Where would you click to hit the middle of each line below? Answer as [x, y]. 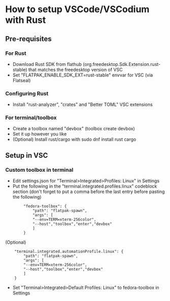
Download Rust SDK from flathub [47, 64]
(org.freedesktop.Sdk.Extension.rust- [122, 64]
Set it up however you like [40, 134]
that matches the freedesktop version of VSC [75, 69]
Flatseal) [22, 80]
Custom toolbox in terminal [39, 170]
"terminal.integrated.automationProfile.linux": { [69, 252]
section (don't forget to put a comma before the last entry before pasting [89, 192]
